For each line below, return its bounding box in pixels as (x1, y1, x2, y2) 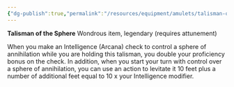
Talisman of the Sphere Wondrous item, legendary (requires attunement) (7, 29, 217, 37)
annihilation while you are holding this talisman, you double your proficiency (7, 50, 225, 58)
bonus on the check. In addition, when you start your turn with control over (7, 57, 222, 66)
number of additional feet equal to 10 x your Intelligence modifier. (7, 72, 194, 80)
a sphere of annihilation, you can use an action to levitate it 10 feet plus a (7, 64, 216, 72)
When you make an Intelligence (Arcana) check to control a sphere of (7, 42, 207, 50)
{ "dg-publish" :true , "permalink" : (7, 10, 104, 17)
